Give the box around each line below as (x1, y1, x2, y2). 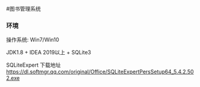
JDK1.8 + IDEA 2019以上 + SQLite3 (6, 49, 91, 56)
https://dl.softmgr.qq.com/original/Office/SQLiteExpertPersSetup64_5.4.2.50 (6, 68, 194, 76)
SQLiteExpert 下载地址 (6, 61, 61, 69)
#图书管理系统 (6, 5, 41, 12)
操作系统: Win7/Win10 (6, 36, 60, 44)
